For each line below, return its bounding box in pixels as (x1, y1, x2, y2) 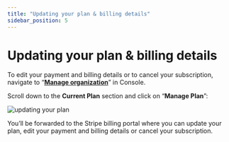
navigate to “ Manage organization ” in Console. (7, 78, 146, 87)
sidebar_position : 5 (7, 17, 69, 24)
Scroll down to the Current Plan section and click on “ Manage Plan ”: (7, 92, 208, 100)
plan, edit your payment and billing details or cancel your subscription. (7, 126, 213, 135)
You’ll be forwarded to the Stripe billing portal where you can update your (7, 119, 222, 128)
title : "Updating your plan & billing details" (7, 10, 151, 18)
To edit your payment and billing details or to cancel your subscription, (7, 71, 214, 79)
